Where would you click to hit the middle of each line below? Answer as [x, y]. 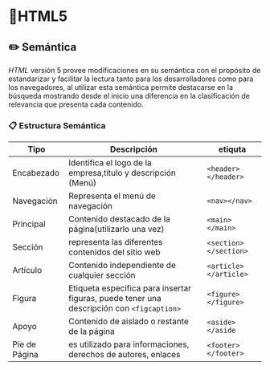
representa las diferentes [115, 242]
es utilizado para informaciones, [129, 344]
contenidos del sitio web [114, 252]
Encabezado [36, 173]
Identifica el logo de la [110, 163]
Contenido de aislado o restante [128, 322]
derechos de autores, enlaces [124, 355]
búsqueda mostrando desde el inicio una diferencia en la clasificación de [129, 96]
